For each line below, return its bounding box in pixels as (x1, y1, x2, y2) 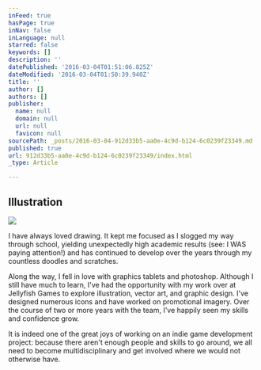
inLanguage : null (8, 33, 66, 42)
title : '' (8, 78, 41, 86)
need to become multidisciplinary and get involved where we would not (8, 345, 241, 355)
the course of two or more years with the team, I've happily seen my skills (8, 305, 249, 315)
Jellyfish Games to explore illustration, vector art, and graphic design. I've (8, 288, 249, 298)
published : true (8, 144, 62, 152)
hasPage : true (8, 19, 55, 27)
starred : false (8, 41, 59, 49)
